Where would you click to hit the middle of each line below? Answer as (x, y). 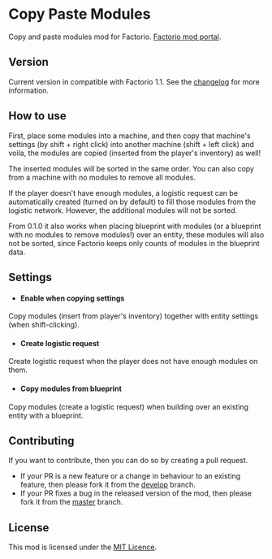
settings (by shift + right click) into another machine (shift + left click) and (131, 144)
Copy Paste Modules (80, 14)
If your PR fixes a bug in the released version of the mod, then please (136, 493)
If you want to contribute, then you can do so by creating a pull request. (128, 461)
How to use (37, 116)
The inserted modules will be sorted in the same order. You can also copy (131, 168)
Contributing (41, 441)
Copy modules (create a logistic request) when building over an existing (129, 406)
